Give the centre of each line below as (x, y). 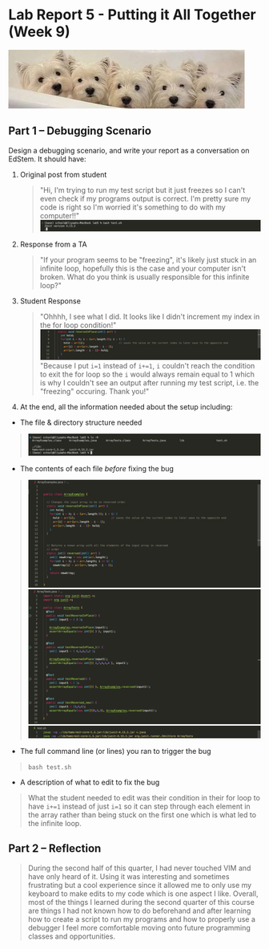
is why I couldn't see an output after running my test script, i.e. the (149, 383)
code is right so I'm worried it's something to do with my (132, 207)
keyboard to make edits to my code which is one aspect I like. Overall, (143, 894)
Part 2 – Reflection (55, 849)
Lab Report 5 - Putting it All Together (132, 15)
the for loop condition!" (78, 325)
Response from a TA (54, 244)
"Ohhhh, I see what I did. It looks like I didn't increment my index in (150, 316)
